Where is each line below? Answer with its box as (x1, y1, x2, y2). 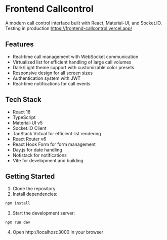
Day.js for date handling (12, 146, 62, 153)
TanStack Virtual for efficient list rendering (12, 130, 101, 136)
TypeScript (12, 114, 36, 120)
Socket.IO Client (12, 125, 47, 131)
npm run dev (5, 220, 30, 225)
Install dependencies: (12, 191, 58, 197)
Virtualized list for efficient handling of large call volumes (12, 59, 132, 65)
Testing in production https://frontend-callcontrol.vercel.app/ (5, 25, 133, 31)
